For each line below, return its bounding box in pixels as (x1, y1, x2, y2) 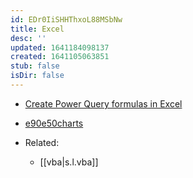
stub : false (10, 61, 60, 71)
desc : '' (10, 33, 47, 43)
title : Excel (10, 24, 65, 34)
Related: (24, 136, 60, 148)
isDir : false (10, 71, 65, 81)
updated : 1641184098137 (10, 42, 110, 53)
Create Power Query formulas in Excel (24, 97, 183, 110)
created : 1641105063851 (10, 52, 110, 62)
